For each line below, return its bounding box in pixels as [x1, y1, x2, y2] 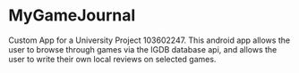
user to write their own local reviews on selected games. [8, 53, 217, 64]
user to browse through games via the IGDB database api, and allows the [8, 44, 278, 54]
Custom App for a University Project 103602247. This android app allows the [8, 35, 291, 45]
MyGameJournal [8, 5, 136, 26]
